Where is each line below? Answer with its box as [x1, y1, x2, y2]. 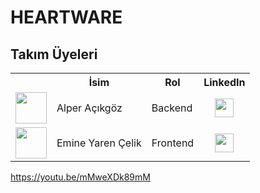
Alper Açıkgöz [56, 101, 123, 115]
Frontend [151, 136, 195, 150]
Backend [151, 101, 193, 115]
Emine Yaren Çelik [56, 136, 142, 150]
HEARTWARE [10, 6, 123, 29]
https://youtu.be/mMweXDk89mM [10, 171, 151, 183]
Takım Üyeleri [10, 46, 98, 63]
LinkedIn [203, 76, 246, 89]
